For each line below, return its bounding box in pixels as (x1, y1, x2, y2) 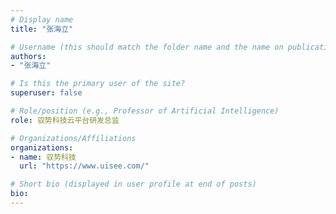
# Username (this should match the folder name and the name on (10, 42, 284, 52)
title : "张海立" (10, 24, 74, 34)
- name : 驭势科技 (10, 152, 77, 162)
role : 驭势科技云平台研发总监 (10, 115, 120, 125)
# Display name (10, 14, 74, 25)
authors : (10, 51, 47, 61)
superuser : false (10, 88, 83, 98)
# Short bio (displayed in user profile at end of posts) (10, 179, 257, 190)
